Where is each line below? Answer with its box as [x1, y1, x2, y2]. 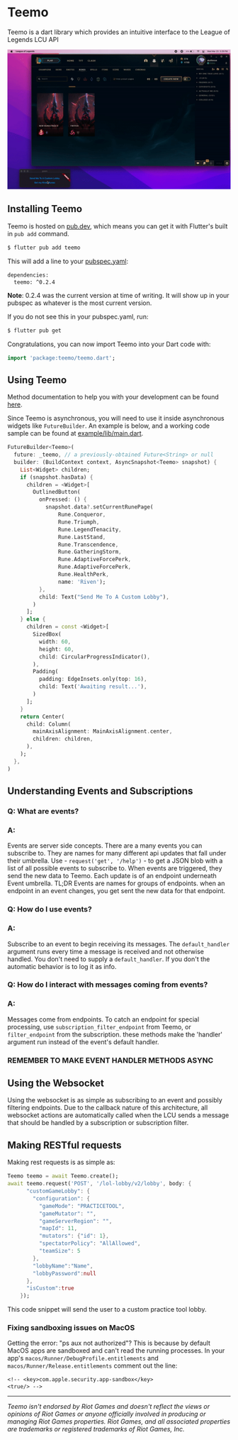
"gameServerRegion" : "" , [38, 1217, 113, 1224]
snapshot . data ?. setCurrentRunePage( [45, 504, 154, 511]
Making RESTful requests [7, 1139, 122, 1151]
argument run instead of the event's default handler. [7, 1037, 159, 1046]
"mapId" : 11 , [38, 1225, 78, 1232]
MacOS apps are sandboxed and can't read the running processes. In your [7, 1346, 225, 1355]
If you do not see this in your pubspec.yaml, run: [7, 312, 149, 321]
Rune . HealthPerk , [57, 571, 110, 578]
